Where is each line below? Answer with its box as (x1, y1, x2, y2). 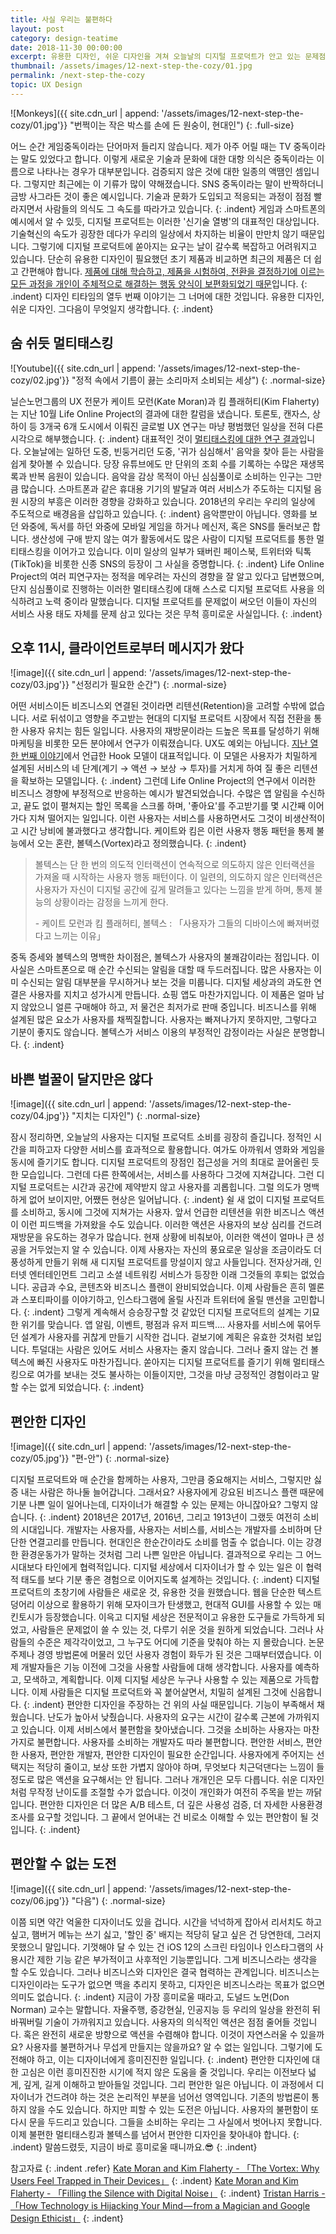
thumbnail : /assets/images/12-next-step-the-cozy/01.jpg (10, 61, 253, 71)
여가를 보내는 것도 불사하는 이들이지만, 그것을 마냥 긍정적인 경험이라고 (36, 1369, 310, 1381)
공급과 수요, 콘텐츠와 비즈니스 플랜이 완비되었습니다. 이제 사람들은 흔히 (31, 1281, 307, 1293)
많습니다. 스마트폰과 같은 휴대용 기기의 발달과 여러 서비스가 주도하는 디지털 (20, 482, 312, 495)
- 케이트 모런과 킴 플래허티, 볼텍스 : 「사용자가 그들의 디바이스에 (34, 917, 285, 930)
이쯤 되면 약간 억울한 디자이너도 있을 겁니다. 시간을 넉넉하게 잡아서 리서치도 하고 (10, 1916, 323, 1928)
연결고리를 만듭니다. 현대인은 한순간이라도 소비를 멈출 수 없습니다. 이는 (28, 1536, 304, 1548)
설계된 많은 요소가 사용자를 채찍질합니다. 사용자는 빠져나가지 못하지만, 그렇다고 (10, 1014, 318, 1026)
